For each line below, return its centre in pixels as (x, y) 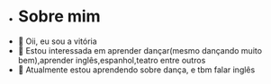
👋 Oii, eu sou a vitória (57, 41)
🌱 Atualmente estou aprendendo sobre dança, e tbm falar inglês (136, 70)
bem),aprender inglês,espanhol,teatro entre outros (112, 60)
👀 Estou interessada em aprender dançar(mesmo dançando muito (140, 50)
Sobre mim (59, 17)
